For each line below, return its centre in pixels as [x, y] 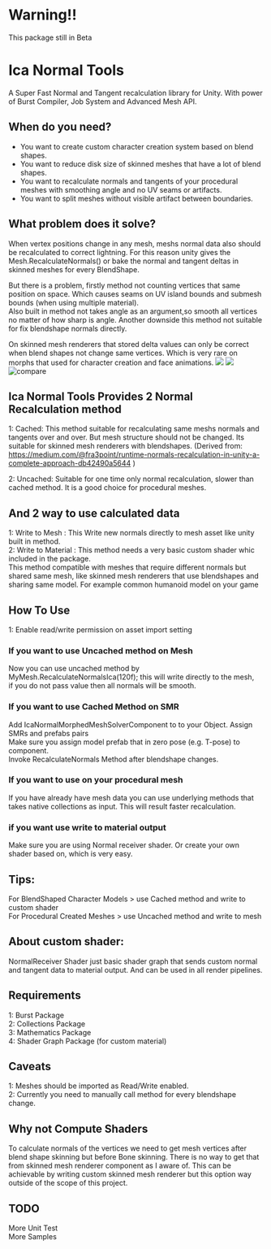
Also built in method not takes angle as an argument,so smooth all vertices [133, 311]
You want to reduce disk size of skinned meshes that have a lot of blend [140, 163]
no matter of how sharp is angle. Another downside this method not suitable [135, 319]
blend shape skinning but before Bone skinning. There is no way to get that [134, 1157]
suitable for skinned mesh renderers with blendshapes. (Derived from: [126, 446]
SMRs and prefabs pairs [49, 733]
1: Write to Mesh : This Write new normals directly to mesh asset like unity [131, 533]
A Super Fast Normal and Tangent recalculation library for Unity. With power [136, 93]
